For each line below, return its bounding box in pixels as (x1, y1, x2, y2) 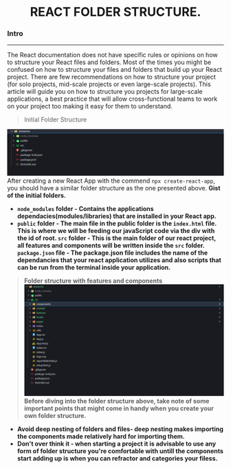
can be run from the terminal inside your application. (16, 263, 170, 271)
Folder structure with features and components (23, 277, 163, 285)
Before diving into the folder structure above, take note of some (23, 397, 210, 405)
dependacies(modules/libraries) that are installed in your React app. (16, 212, 217, 220)
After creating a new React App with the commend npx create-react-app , (7, 177, 215, 185)
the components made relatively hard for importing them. (16, 432, 186, 440)
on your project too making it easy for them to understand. (7, 102, 173, 110)
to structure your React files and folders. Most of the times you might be (7, 58, 212, 66)
